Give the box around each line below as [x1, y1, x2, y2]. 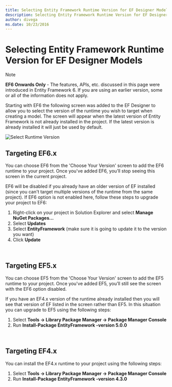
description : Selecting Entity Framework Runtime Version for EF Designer [5, 12, 168, 17]
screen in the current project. [5, 174, 67, 179]
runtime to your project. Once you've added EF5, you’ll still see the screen [5, 280, 161, 287]
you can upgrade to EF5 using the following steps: [5, 307, 111, 313]
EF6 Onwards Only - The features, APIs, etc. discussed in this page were [5, 81, 160, 88]
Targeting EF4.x [5, 347, 57, 356]
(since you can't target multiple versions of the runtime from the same [5, 189, 153, 195]
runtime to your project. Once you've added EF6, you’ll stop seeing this [5, 168, 155, 174]
